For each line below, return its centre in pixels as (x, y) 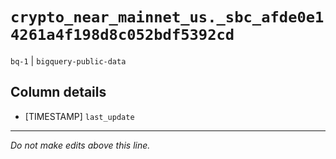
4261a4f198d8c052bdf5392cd (122, 35)
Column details (58, 92)
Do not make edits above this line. (80, 145)
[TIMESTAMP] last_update (79, 116)
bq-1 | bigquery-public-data (68, 60)
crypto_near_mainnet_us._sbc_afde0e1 (167, 17)
